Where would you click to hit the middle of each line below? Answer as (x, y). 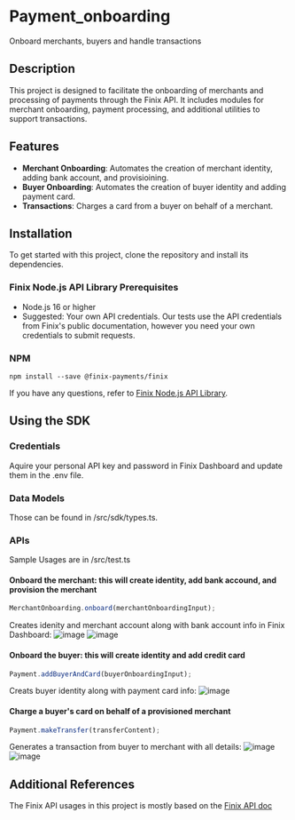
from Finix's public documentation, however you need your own (138, 325)
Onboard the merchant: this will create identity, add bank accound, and (143, 580)
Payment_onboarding (90, 16)
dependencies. (36, 265)
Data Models (37, 498)
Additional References (72, 784)
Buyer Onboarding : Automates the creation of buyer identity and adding (154, 187)
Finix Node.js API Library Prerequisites (94, 288)
